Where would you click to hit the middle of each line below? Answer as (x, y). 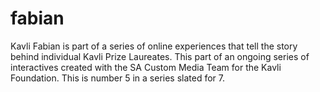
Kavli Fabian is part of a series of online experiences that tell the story (154, 46)
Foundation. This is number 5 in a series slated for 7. (118, 78)
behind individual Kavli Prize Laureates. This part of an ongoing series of (160, 56)
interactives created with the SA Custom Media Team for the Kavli (146, 67)
